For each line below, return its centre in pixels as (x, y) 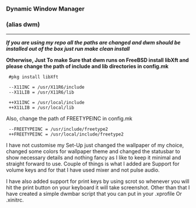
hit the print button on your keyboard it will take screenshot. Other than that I (98, 188)
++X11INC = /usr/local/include (46, 103)
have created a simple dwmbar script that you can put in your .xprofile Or (94, 194)
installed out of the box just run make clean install (68, 49)
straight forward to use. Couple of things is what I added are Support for (93, 164)
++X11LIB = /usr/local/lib (41, 108)
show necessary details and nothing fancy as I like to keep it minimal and (94, 158)
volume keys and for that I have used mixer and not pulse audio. (83, 170)
